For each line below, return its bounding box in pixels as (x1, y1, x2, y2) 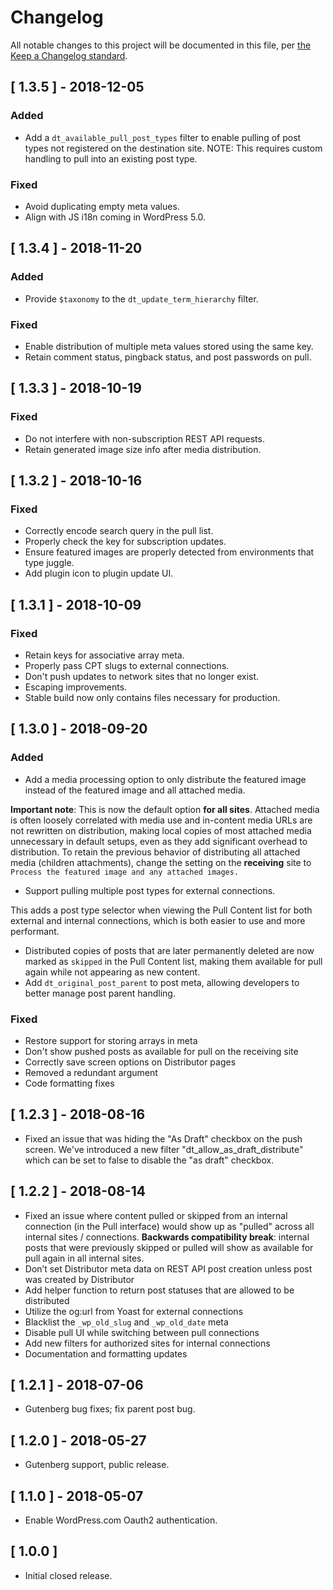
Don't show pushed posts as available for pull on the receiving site (24, 1045, 299, 1057)
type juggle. (24, 557, 75, 569)
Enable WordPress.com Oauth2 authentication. (24, 1514, 218, 1526)
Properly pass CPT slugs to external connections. (24, 659, 230, 671)
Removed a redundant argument (24, 1066, 158, 1078)
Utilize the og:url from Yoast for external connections (24, 1305, 244, 1317)
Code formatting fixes (24, 1077, 115, 1089)
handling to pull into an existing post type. (24, 152, 198, 165)
